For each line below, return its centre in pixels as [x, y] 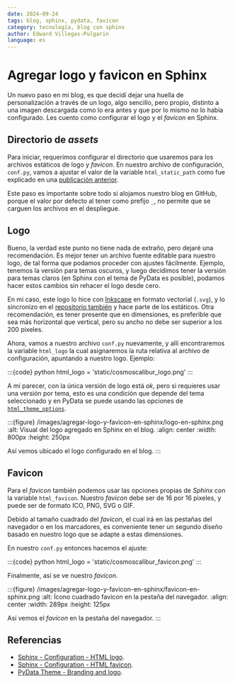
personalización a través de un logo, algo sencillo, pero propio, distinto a [113, 103]
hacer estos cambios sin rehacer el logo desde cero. [84, 285]
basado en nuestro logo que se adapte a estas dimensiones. [95, 534]
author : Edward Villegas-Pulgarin [58, 34]
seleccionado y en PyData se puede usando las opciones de [96, 401]
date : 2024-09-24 [33, 14]
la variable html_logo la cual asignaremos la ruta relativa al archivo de [109, 350]
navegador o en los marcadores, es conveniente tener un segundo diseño [115, 526]
